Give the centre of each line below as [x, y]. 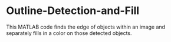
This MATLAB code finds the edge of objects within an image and [86, 27]
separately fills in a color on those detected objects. [69, 33]
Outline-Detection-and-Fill [73, 11]
